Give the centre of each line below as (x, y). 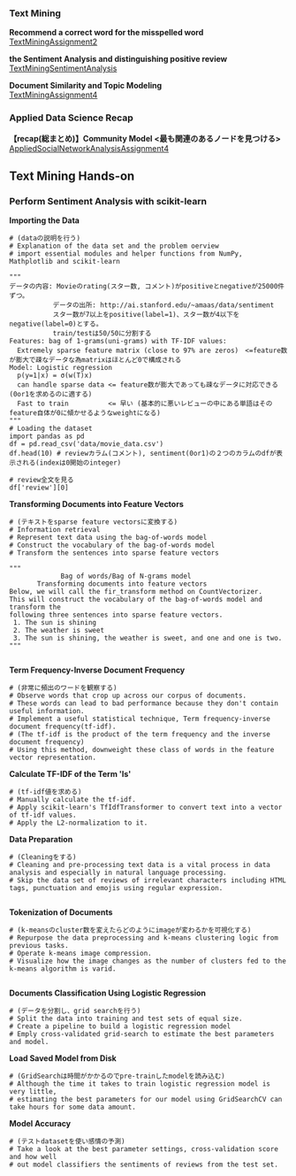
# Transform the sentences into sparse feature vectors (114, 553)
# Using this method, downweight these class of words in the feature (142, 750)
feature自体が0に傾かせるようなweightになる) (85, 413)
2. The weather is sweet (58, 631)
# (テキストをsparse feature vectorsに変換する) (94, 522)
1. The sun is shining (55, 623)
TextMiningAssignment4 (53, 95)
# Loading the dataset (51, 429)
